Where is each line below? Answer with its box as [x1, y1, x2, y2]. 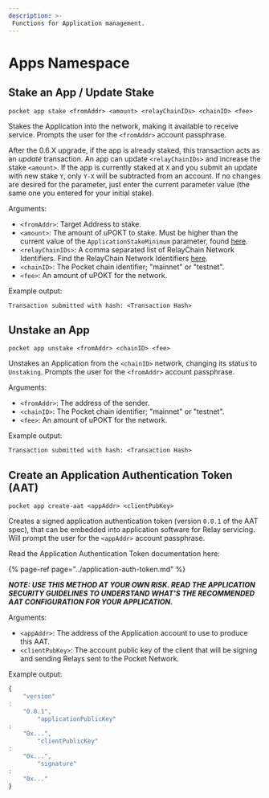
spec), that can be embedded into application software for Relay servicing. [8, 525, 255, 534]
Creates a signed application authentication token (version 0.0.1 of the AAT [8, 516, 259, 526]
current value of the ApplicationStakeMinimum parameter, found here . [19, 236, 249, 246]
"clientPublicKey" [37, 737, 99, 746]
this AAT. [19, 636, 51, 647]
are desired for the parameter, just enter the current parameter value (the [8, 179, 251, 189]
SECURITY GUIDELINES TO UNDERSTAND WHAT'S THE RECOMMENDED [8, 588, 255, 599]
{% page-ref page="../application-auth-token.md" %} [8, 564, 186, 575]
